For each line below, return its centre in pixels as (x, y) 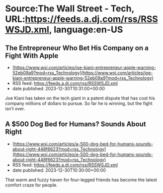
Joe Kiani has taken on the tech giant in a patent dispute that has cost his (80, 98)
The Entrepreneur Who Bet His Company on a (77, 48)
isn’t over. (15, 109)
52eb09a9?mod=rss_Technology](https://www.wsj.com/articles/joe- (82, 73)
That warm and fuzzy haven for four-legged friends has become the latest (81, 180)
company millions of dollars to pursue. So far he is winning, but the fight (79, 103)
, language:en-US (86, 30)
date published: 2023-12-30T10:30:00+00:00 (59, 170)
